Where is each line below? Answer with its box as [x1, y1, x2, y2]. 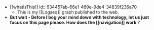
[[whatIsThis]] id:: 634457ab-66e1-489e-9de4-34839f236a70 [9, 4, 137, 10]
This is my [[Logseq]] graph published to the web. [17, 9, 119, 15]
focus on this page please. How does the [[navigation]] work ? [9, 19, 140, 25]
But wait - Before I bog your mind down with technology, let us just [9, 15, 149, 20]
